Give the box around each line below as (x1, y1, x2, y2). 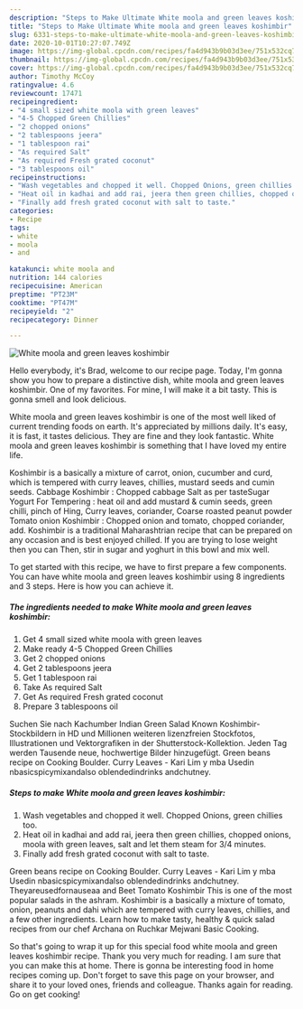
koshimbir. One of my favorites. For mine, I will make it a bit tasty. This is (9, 385, 278, 396)
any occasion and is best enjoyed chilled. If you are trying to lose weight (9, 535, 278, 546)
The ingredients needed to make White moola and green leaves (9, 602, 252, 612)
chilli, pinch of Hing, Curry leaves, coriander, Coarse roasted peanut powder (9, 506, 293, 517)
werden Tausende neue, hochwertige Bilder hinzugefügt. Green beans (9, 747, 271, 759)
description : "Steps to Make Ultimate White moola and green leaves (9, 13, 272, 23)
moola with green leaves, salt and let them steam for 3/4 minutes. (22, 839, 267, 850)
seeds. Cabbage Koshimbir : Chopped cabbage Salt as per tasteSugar (9, 487, 271, 498)
